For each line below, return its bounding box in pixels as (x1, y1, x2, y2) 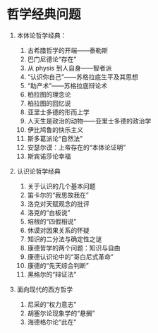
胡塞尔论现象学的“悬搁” (27, 308, 95, 317)
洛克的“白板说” (27, 208, 71, 217)
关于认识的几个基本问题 (27, 181, 96, 190)
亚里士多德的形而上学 (27, 107, 90, 116)
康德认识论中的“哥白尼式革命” (27, 252, 114, 261)
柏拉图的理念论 (27, 90, 71, 99)
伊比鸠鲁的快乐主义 (27, 125, 84, 134)
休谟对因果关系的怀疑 (27, 226, 90, 234)
